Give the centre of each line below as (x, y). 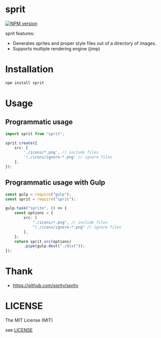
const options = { (34, 213)
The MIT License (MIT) (29, 320)
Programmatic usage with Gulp (55, 183)
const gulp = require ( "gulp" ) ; (38, 194)
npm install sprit (25, 83)
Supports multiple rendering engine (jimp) (56, 48)
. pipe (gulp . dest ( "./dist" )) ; (54, 246)
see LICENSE (19, 330)
